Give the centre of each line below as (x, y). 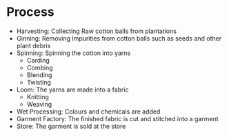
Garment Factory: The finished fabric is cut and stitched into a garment (117, 118)
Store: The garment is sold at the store (71, 126)
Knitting (38, 96)
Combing (40, 67)
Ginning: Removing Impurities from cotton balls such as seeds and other (119, 38)
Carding (38, 60)
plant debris (33, 45)
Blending (39, 75)
